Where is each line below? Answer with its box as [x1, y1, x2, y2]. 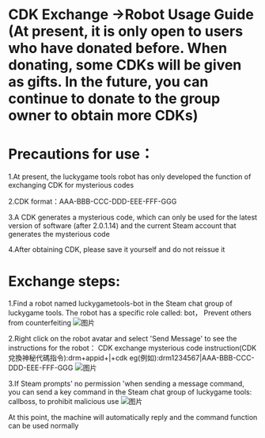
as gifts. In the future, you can [8, 73, 209, 91]
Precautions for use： [8, 145, 154, 163]
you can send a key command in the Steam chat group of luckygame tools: [8, 387, 252, 397]
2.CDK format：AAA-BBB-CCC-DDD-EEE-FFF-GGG [8, 196, 177, 207]
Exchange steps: [8, 272, 121, 291]
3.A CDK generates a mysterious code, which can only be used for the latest [8, 212, 258, 223]
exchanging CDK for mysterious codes [8, 181, 134, 190]
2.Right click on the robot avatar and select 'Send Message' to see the [8, 334, 237, 344]
